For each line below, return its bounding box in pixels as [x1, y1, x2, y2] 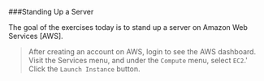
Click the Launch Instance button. [28, 64, 141, 74]
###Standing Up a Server [8, 7, 94, 16]
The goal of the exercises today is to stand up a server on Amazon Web [8, 23, 248, 32]
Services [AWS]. [8, 32, 63, 40]
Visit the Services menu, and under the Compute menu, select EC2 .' [28, 56, 248, 65]
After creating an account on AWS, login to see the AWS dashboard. [28, 47, 257, 56]
